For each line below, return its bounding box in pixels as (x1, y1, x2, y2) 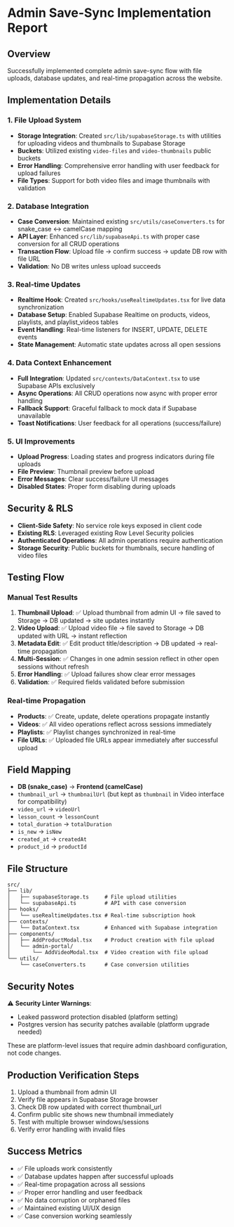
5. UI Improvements (7, 436, 76, 446)
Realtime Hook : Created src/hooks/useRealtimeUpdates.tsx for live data (17, 295, 226, 304)
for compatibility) (17, 797, 67, 806)
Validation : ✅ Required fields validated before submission (17, 678, 185, 686)
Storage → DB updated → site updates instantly (17, 617, 155, 625)
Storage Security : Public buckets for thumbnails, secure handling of (17, 544, 215, 552)
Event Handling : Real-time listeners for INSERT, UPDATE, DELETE (17, 326, 208, 334)
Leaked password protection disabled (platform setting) (17, 1013, 179, 1021)
